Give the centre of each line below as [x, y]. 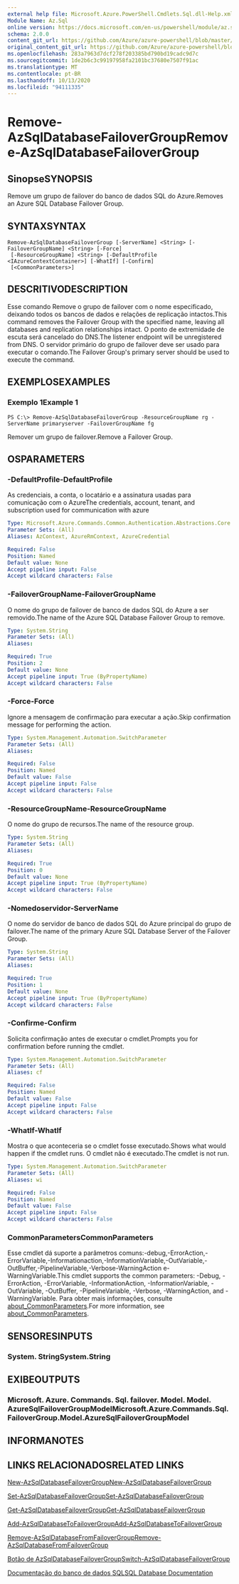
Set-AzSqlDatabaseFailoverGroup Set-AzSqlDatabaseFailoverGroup [106, 1496]
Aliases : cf [25, 1073]
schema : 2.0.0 [28, 34]
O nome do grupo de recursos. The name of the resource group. [101, 824]
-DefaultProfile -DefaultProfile [60, 479]
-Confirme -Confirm [42, 1023]
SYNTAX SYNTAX [47, 226]
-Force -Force [31, 702]
